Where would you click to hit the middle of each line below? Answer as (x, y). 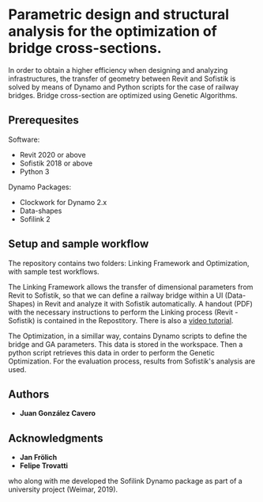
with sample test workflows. (54, 272)
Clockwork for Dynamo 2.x (63, 202)
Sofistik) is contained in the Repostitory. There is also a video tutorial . (121, 320)
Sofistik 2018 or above (56, 163)
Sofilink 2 (35, 219)
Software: (24, 139)
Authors (29, 394)
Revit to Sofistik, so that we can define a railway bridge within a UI (116, 295)
